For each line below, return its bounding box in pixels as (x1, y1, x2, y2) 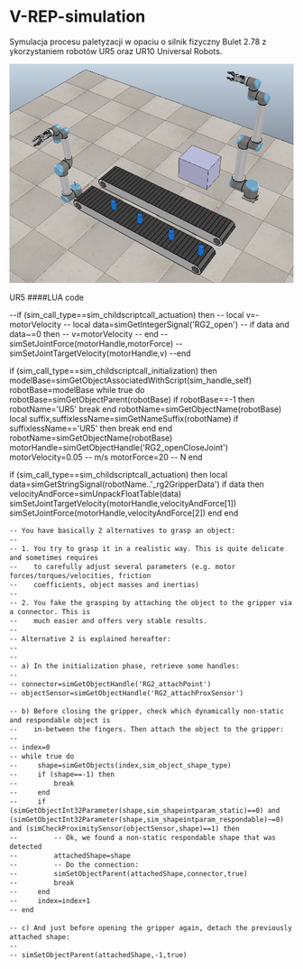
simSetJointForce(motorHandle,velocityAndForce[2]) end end (9, 508, 239, 518)
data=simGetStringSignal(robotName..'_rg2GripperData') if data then (9, 479, 264, 489)
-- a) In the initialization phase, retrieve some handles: (9, 661, 241, 670)
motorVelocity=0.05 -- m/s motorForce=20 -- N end (9, 452, 203, 462)
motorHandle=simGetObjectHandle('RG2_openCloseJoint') (9, 442, 228, 452)
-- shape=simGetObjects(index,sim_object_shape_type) (9, 760, 232, 769)
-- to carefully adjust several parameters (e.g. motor (9, 562, 236, 571)
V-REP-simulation (9, 6, 146, 27)
